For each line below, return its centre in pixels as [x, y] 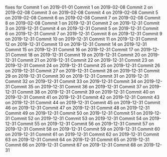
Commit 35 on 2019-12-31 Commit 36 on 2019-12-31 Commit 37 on [79, 86]
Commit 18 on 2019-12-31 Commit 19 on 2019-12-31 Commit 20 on [79, 55]
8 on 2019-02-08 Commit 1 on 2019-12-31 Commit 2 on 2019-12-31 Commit [83, 23]
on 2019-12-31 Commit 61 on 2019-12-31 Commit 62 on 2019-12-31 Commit [82, 134]
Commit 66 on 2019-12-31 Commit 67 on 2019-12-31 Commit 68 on [74, 145]
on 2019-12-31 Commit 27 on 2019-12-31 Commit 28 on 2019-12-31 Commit [83, 71]
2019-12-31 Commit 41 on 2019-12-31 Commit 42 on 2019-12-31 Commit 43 [82, 97]
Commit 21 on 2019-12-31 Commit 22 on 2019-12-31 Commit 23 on [85, 60]
